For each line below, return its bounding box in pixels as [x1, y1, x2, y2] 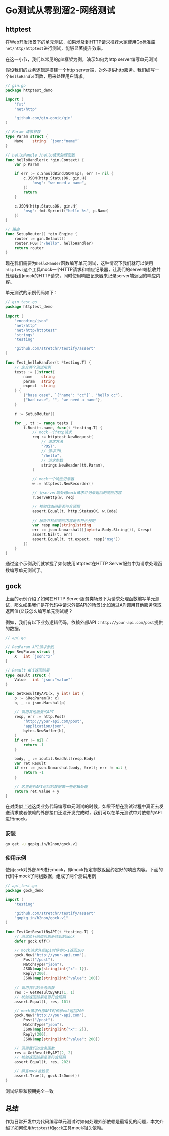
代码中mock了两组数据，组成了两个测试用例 [5, 873, 97, 879]
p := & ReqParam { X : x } [14, 696, 59, 701]
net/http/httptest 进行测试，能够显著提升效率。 [5, 45, 106, 51]
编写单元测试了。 [9, 566, 45, 573]
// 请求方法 [41, 439, 63, 444]
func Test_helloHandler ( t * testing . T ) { [5, 360, 92, 365]
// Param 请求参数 [5, 129, 41, 134]
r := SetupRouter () [14, 411, 55, 417]
